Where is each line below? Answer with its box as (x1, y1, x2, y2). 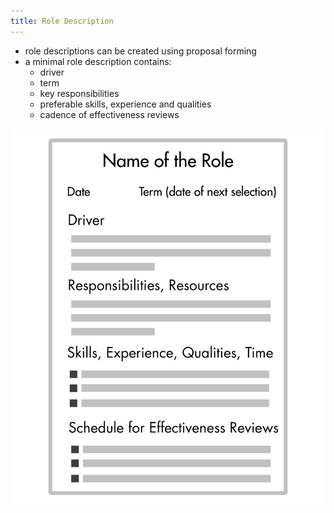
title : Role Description (10, 16, 114, 26)
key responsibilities (39, 87, 120, 99)
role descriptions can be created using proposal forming (24, 45, 257, 57)
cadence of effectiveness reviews (39, 108, 180, 120)
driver (39, 66, 65, 78)
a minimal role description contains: (24, 55, 172, 67)
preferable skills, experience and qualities (39, 98, 212, 110)
